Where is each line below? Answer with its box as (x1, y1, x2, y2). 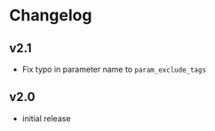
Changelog (9, 5, 92, 26)
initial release (21, 112, 71, 124)
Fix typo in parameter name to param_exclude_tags (21, 64, 207, 74)
